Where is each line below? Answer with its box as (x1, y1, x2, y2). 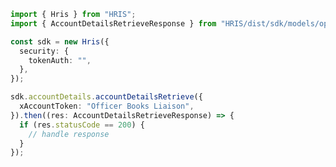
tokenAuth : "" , (28, 55, 92, 65)
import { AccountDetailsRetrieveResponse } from (10, 18, 217, 29)
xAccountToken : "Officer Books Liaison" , (19, 101, 195, 111)
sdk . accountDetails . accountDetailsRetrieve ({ (10, 92, 203, 102)
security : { (19, 46, 70, 56)
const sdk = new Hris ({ (10, 36, 110, 47)
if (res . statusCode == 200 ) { (19, 120, 145, 130)
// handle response (28, 129, 110, 139)
